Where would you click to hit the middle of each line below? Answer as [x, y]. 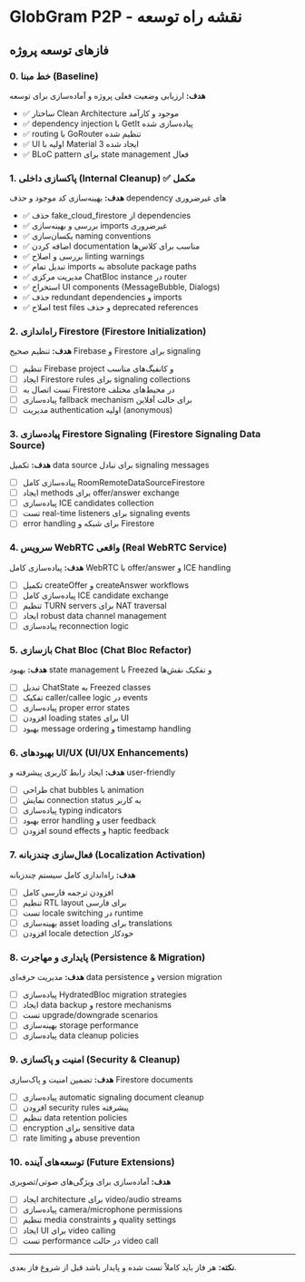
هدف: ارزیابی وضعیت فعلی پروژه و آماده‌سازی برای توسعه [108, 95]
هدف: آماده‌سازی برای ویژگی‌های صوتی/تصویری [90, 1182]
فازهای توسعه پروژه [59, 50]
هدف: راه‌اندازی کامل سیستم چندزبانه [73, 875]
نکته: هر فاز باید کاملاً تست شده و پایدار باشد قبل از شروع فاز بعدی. [123, 1267]
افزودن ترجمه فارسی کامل [68, 892]
